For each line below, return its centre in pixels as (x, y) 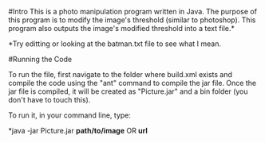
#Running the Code (40, 59)
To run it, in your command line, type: (70, 115)
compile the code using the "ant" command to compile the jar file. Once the (132, 83)
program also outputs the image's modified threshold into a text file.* (122, 28)
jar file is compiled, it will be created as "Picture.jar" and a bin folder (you (129, 91)
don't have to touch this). (49, 100)
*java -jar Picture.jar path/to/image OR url (78, 131)
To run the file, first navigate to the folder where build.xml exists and (121, 74)
